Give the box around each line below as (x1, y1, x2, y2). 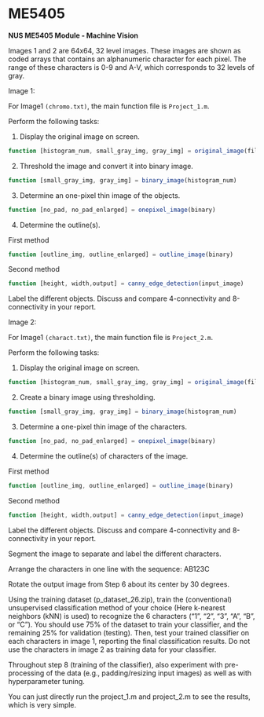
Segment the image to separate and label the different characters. (8, 549, 222, 558)
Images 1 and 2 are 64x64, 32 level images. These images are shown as (8, 46, 241, 55)
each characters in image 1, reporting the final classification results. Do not (8, 636, 251, 646)
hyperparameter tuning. (8, 676, 85, 686)
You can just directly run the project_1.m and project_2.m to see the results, (8, 692, 251, 701)
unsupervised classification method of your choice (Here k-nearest (8, 602, 225, 613)
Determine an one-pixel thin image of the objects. (19, 190, 181, 200)
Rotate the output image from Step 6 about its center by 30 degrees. (8, 579, 230, 589)
